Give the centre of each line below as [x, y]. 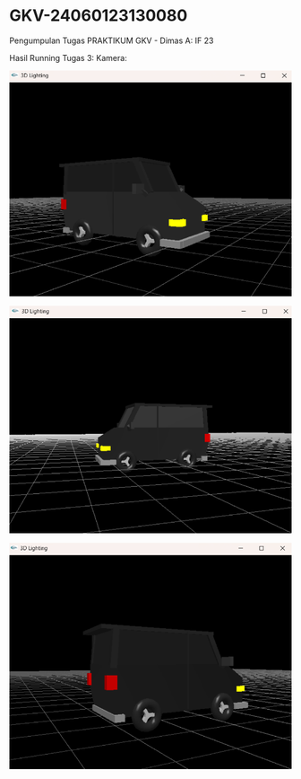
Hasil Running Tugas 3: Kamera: [68, 58]
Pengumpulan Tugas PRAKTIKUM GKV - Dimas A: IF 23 [112, 40]
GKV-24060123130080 [99, 16]
